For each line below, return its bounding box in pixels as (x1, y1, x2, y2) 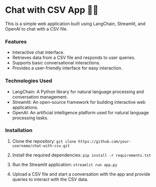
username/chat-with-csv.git (12, 143, 70, 148)
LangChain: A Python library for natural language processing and (12, 89, 144, 94)
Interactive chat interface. (12, 49, 65, 56)
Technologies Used (5, 77, 53, 84)
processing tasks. (12, 115, 48, 121)
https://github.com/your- (78, 139, 131, 144)
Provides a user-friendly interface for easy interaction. (12, 65, 123, 71)
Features (5, 38, 27, 45)
